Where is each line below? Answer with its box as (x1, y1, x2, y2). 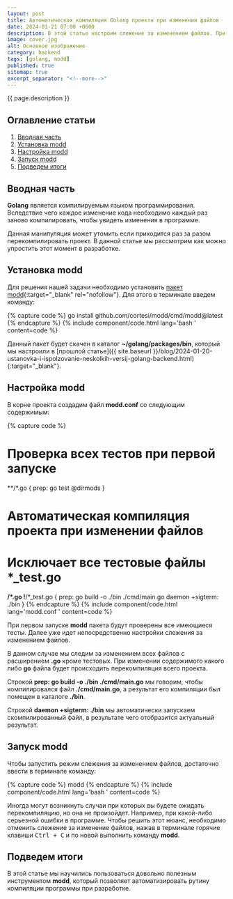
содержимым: (7, 408, 50, 416)
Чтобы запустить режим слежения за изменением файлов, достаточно (7, 759, 219, 767)
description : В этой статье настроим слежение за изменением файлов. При (7, 29, 226, 37)
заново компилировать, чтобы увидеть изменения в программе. (7, 216, 200, 224)
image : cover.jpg (7, 36, 58, 43)
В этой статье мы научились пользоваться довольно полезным (7, 869, 197, 878)
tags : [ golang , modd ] (7, 56, 70, 63)
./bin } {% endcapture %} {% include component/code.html (7, 600, 178, 608)
